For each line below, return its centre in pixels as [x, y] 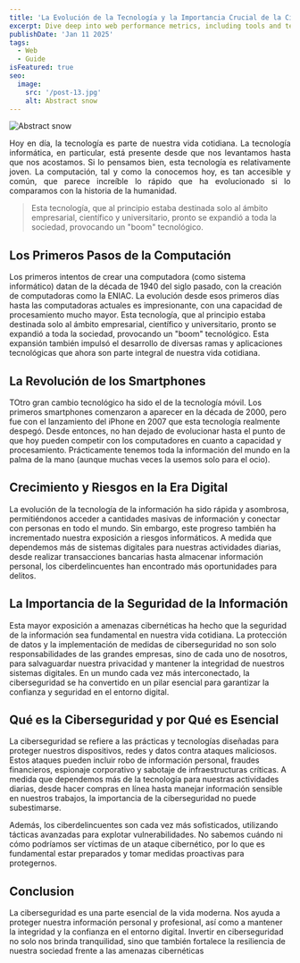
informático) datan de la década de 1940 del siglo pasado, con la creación [146, 286]
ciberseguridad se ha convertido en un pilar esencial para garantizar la [139, 682]
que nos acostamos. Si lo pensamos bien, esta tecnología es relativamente [150, 163]
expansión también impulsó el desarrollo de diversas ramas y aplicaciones [146, 343]
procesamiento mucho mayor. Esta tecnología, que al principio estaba [137, 315]
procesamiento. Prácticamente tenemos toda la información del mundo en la [150, 450]
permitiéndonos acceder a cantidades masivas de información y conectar [145, 519]
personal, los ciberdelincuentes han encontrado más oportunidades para [143, 566]
